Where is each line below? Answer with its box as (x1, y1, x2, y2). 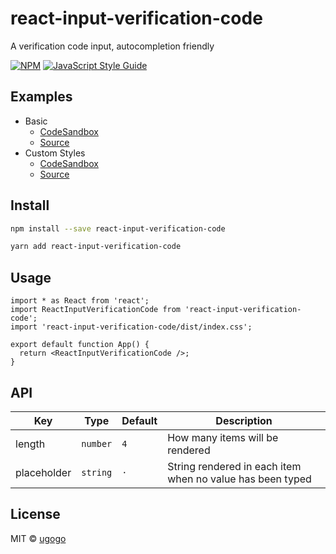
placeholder (15, 465, 72, 479)
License (10, 506, 61, 523)
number (81, 438, 113, 449)
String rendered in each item (167, 459, 302, 473)
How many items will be (167, 430, 279, 444)
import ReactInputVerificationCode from (10, 305, 182, 315)
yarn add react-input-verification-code (10, 242, 182, 252)
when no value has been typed (167, 472, 312, 486)
